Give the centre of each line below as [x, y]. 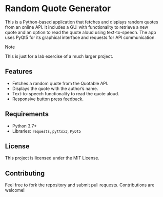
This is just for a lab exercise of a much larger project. [59, 56]
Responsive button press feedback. [48, 99]
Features [19, 72]
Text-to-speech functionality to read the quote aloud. [66, 93]
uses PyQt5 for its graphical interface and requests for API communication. [81, 37]
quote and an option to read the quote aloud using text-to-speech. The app [81, 32]
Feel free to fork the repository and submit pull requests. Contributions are [80, 185]
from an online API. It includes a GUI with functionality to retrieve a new [77, 27]
